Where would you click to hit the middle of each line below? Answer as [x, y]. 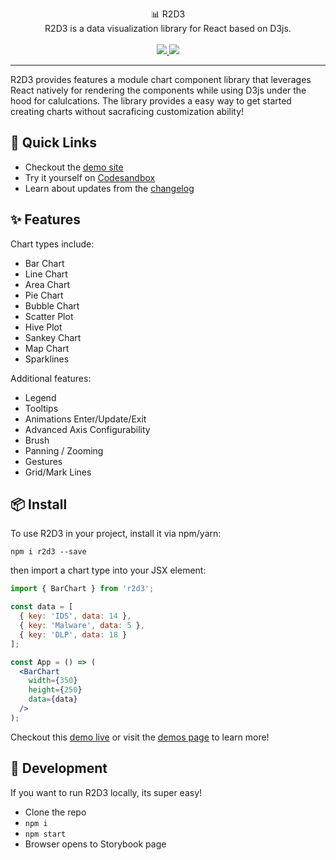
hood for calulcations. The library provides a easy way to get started [151, 101]
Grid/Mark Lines [58, 472]
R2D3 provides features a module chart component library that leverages [161, 79]
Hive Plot [43, 327]
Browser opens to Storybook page [95, 844]
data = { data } [53, 699]
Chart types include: [52, 244]
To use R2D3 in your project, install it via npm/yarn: [116, 534]
